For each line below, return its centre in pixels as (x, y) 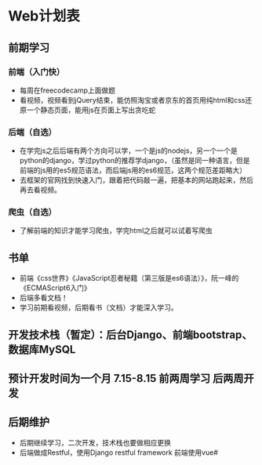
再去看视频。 (40, 190)
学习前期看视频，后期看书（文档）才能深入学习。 (98, 307)
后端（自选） (33, 132)
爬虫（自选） (33, 213)
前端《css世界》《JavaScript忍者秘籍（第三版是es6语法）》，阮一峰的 (129, 278)
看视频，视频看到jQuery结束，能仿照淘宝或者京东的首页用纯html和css (132, 100)
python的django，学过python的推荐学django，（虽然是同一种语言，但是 (135, 161)
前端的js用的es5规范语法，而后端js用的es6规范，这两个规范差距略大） (133, 170)
